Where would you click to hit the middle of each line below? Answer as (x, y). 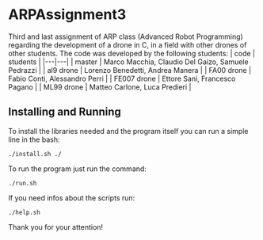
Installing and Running (65, 112)
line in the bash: (34, 139)
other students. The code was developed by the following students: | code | (132, 53)
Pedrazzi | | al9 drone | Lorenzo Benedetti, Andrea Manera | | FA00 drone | (130, 70)
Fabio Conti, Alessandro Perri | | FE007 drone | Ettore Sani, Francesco (122, 78)
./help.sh (25, 212)
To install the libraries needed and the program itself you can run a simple (128, 131)
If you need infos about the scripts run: (72, 198)
